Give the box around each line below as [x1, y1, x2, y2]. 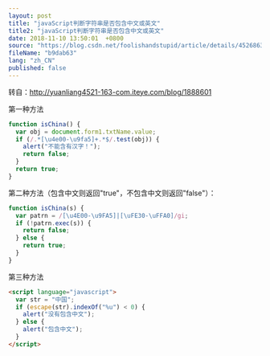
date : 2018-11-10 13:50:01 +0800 [8, 34, 125, 43]
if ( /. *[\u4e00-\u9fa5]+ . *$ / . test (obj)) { [15, 135, 160, 143]
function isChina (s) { [8, 204, 84, 212]
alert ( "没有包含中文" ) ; [22, 310, 95, 318]
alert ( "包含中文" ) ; [22, 325, 83, 333]
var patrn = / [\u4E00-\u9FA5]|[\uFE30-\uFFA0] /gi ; [15, 211, 189, 219]
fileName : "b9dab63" [8, 49, 78, 57]
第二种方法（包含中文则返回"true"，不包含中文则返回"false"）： [8, 188, 216, 198]
